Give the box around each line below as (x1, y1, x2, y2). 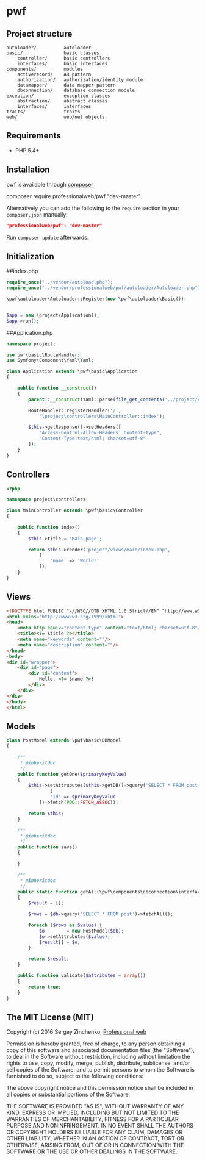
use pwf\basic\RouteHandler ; (6, 352, 81, 358)
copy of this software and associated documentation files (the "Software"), (6, 1047, 195, 1054)
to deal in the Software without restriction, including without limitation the (6, 1053, 190, 1061)
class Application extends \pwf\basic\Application (6, 368, 138, 374)
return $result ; (28, 956, 70, 962)
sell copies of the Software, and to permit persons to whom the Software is (6, 1066, 195, 1073)
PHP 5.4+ (15, 146, 40, 154)
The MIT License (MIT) (6, 1012, 95, 1022)
